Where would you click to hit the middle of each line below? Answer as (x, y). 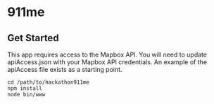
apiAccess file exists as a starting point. (65, 69)
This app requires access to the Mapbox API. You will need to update (107, 54)
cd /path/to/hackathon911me (49, 82)
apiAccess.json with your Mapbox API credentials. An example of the (107, 62)
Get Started (33, 38)
